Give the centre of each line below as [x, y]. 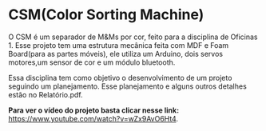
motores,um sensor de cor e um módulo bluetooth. [92, 62]
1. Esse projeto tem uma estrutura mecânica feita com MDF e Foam [119, 45]
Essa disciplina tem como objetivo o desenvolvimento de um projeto [120, 77]
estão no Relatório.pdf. [46, 94]
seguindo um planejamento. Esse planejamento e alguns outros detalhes [128, 86]
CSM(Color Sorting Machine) [106, 15]
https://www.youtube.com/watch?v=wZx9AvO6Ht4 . [93, 118]
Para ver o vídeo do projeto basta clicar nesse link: [94, 110]
